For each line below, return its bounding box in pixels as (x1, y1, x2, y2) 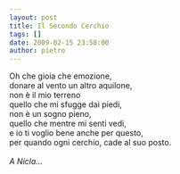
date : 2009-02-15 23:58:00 (9, 37, 110, 47)
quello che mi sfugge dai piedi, (9, 99, 123, 110)
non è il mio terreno (9, 90, 81, 101)
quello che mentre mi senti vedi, (9, 118, 127, 129)
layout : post (9, 12, 58, 22)
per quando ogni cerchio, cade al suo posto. (9, 137, 172, 148)
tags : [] (9, 29, 42, 38)
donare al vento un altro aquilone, (9, 80, 133, 91)
